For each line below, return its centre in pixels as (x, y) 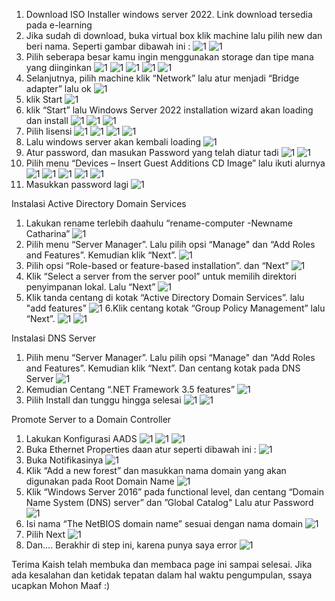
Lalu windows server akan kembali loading (113, 142)
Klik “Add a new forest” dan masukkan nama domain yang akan (156, 470)
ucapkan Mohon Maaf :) (61, 585)
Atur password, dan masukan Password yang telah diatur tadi (152, 152)
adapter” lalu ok (58, 88)
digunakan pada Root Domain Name (100, 481)
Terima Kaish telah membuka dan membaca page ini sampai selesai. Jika (162, 564)
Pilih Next (45, 534)
